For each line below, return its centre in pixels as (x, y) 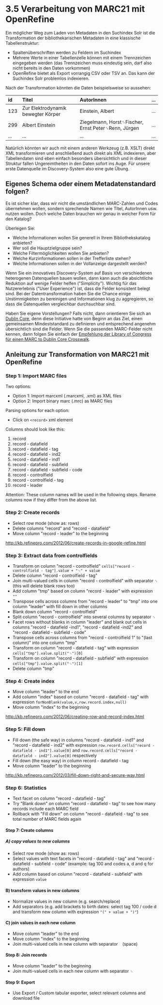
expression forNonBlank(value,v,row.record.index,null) (70, 702)
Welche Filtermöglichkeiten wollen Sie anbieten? (61, 253)
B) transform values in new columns (42, 891)
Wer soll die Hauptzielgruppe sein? (47, 248)
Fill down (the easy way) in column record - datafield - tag (70, 760)
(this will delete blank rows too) (44, 586)
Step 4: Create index (30, 681)
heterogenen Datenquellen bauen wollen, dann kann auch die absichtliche (79, 278)
